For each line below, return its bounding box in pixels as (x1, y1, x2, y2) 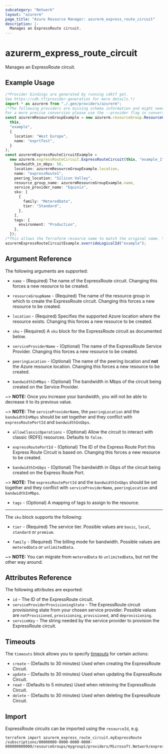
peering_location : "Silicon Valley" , (14, 176, 93, 181)
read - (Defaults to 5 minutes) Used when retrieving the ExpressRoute (12, 682, 156, 688)
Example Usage (5, 79, 55, 87)
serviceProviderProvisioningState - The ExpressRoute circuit (12, 602, 140, 608)
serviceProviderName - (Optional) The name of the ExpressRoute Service (12, 343, 162, 349)
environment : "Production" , (18, 222, 77, 227)
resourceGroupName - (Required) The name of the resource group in (12, 292, 150, 298)
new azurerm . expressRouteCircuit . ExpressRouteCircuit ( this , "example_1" (9, 157, 164, 162)
